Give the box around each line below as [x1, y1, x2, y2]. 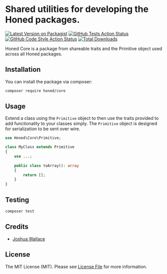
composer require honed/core [5, 88, 66, 93]
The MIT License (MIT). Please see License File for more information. [5, 264, 147, 270]
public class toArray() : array [14, 163, 79, 168]
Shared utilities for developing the [5, 3, 149, 15]
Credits [5, 223, 29, 231]
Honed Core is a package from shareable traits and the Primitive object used [5, 45, 163, 51]
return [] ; [23, 172, 46, 178]
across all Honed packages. [5, 51, 62, 57]
